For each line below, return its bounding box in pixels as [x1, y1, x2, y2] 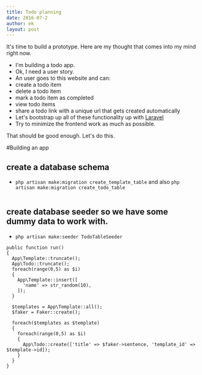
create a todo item [15, 81, 62, 89]
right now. [6, 50, 32, 57]
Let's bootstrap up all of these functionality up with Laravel [15, 114, 164, 121]
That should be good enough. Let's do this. [6, 132, 115, 140]
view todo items [15, 101, 56, 108]
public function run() [6, 244, 64, 251]
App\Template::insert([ [17, 277, 78, 283]
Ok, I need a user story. [15, 68, 75, 76]
